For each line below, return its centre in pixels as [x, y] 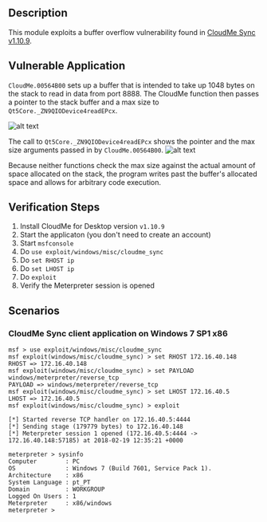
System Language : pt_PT [49, 483]
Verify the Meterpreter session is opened [87, 285]
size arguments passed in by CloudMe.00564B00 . [86, 150]
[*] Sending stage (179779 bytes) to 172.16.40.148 [96, 427]
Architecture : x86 [46, 476]
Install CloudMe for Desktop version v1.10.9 [92, 226]
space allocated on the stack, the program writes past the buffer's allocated [133, 174]
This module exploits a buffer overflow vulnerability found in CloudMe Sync [132, 32]
